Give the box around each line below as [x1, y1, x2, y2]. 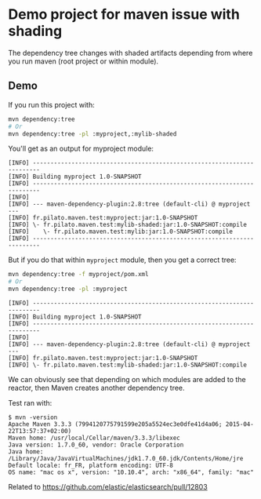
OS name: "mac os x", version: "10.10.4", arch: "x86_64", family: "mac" [8, 468, 255, 476]
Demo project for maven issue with [8, 5, 241, 24]
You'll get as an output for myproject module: [8, 144, 154, 154]
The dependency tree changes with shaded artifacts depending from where [8, 48, 253, 57]
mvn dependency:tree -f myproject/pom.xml [8, 271, 149, 279]
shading [8, 22, 63, 40]
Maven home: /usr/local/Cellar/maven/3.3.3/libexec [8, 434, 180, 442]
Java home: [8, 448, 44, 456]
